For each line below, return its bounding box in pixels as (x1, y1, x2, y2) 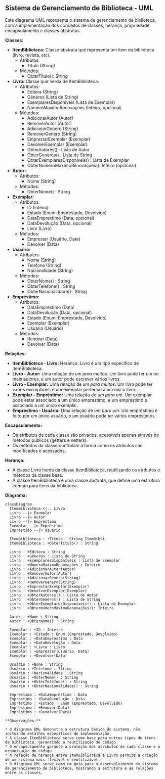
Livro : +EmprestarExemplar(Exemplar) (9, 584, 90, 589)
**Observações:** (5, 718, 41, 723)
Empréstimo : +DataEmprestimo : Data (9, 692, 87, 697)
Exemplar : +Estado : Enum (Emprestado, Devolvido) (9, 632, 119, 637)
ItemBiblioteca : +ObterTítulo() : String (9, 541, 98, 546)
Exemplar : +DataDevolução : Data (9, 640, 81, 645)
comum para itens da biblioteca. (12, 482, 78, 489)
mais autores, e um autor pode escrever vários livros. (12, 376, 121, 382)
